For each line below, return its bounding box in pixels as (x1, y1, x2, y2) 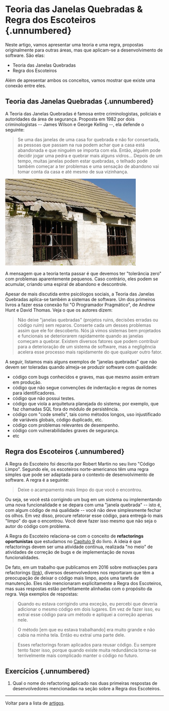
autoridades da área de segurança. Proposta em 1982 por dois (5, 116, 135, 122)
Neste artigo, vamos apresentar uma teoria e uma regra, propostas (5, 41, 144, 47)
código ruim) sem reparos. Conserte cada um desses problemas (17, 322, 151, 328)
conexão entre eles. (5, 82, 46, 89)
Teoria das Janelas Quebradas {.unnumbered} (5, 97, 154, 106)
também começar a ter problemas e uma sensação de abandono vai (17, 163, 159, 169)
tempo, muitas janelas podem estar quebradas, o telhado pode (17, 158, 148, 164)
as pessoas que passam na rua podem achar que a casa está (17, 142, 145, 148)
